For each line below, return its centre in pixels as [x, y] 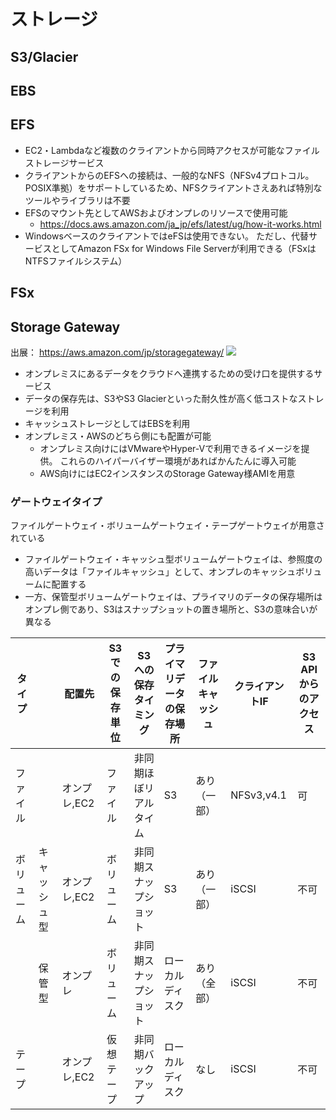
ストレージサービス [64, 162]
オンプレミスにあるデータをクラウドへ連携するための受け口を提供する [169, 373]
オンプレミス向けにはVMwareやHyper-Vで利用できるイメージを [170, 448]
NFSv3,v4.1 [258, 795]
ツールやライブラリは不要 [77, 200]
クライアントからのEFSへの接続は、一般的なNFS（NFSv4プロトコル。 [169, 175]
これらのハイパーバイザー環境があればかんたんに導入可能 [178, 461]
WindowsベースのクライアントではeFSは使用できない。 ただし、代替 [166, 236]
